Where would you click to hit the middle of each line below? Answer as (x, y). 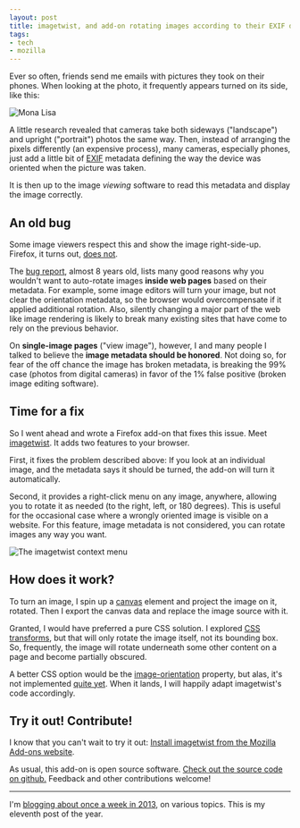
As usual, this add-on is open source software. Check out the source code (146, 769)
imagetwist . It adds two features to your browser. (100, 443)
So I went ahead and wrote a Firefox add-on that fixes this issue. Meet (138, 433)
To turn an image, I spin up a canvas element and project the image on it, (143, 601)
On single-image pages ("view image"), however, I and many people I (138, 345)
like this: (25, 96)
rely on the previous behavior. (64, 328)
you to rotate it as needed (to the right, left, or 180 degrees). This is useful (145, 505)
